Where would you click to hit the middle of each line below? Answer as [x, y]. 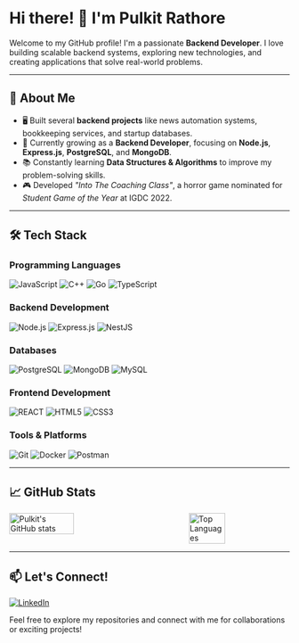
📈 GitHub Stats [53, 493]
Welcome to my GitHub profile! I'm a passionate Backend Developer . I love [147, 43]
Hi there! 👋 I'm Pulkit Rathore [117, 18]
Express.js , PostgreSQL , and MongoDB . [97, 152]
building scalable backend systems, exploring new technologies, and [136, 52]
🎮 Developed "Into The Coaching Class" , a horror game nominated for [152, 185]
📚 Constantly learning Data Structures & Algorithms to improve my [147, 162]
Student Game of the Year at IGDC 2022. [97, 198]
